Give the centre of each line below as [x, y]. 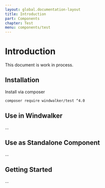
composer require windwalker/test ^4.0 [45, 101]
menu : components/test [28, 28]
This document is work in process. [39, 65]
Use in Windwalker [34, 116]
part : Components [22, 18]
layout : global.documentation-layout [43, 9]
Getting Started [29, 169]
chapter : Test [19, 23]
